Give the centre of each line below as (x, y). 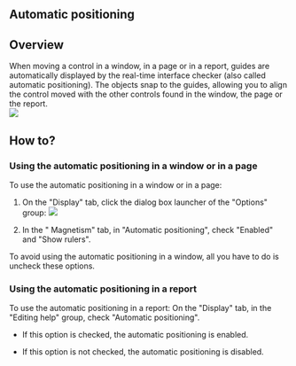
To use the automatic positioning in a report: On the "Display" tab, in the (140, 308)
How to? (32, 140)
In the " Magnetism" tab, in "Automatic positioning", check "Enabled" (147, 230)
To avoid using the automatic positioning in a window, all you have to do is (144, 256)
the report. (29, 104)
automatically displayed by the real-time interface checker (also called (137, 75)
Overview (37, 45)
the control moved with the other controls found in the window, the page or (146, 94)
